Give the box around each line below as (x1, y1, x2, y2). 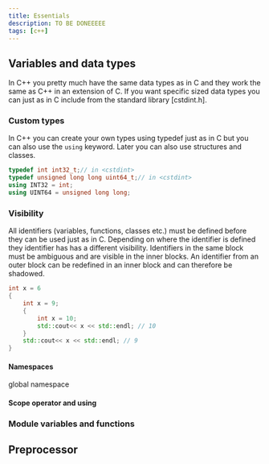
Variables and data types (8, 56, 137, 70)
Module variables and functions (8, 418, 135, 429)
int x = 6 (8, 284, 42, 292)
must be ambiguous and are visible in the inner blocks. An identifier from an (8, 251, 259, 262)
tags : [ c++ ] (8, 27, 48, 35)
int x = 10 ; (37, 314, 78, 322)
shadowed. (8, 269, 46, 279)
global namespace (8, 379, 70, 389)
